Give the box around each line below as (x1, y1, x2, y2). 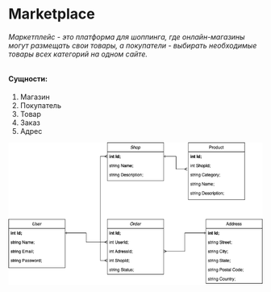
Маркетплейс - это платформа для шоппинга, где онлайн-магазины (8, 31, 245, 41)
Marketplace (8, 5, 95, 23)
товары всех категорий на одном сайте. (8, 49, 148, 59)
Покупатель (19, 101, 62, 110)
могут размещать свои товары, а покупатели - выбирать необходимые (8, 40, 257, 50)
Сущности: (8, 74, 48, 84)
